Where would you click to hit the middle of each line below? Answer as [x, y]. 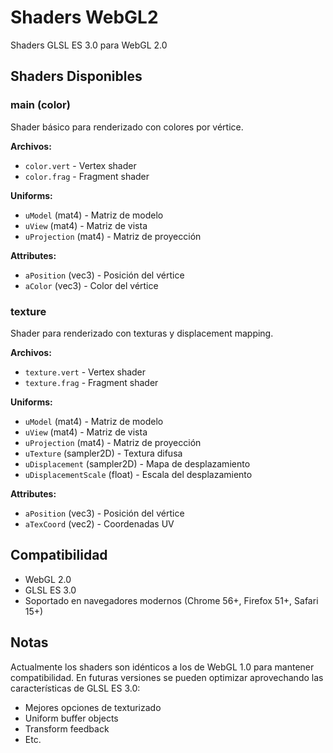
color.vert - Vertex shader [80, 165]
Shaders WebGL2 [84, 17]
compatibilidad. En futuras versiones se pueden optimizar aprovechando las [167, 677]
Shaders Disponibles [76, 76]
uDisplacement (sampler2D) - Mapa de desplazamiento [137, 463]
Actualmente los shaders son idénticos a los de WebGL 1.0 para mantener [162, 667]
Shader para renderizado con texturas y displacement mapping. [142, 333]
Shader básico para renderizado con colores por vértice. [127, 127]
